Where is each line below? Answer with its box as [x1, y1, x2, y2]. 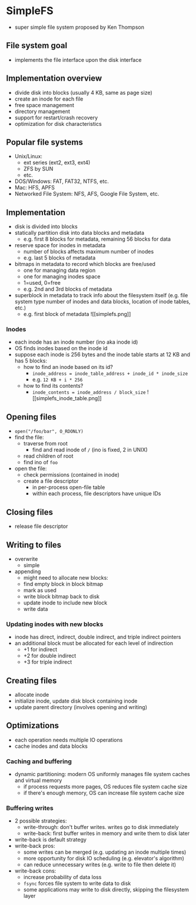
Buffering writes [6, 804, 54, 813]
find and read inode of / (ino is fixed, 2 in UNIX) [32, 446, 148, 454]
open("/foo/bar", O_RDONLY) [14, 428, 84, 435]
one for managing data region [23, 267, 96, 274]
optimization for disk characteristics [14, 120, 102, 127]
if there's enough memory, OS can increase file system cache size [23, 790, 184, 797]
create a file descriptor [23, 478, 79, 485]
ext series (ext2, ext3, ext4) [23, 159, 91, 166]
